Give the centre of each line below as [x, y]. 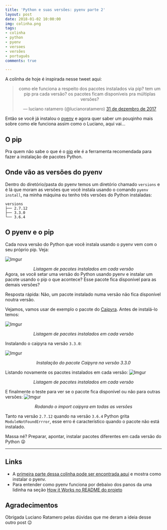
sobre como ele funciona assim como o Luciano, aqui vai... [65, 124]
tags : [11, 28]
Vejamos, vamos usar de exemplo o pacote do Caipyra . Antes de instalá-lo [82, 309]
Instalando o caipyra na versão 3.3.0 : [43, 343]
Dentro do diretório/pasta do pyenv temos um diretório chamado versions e [83, 184]
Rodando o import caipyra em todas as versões [83, 406]
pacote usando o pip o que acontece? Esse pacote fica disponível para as [81, 279]
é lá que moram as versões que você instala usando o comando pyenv [77, 189]
